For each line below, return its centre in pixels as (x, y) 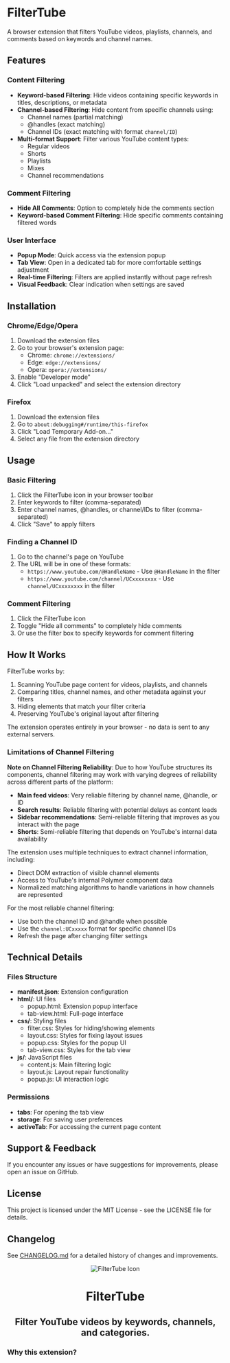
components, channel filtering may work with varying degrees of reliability (112, 774)
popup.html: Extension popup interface (83, 1006)
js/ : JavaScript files (44, 1058)
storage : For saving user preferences (70, 1119)
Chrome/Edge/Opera (43, 325)
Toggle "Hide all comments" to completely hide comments (99, 626)
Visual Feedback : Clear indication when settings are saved (101, 284)
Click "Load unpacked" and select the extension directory (99, 384)
